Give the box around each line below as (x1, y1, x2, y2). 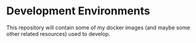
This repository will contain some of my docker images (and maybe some (6, 24, 191, 31)
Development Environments (6, 4, 150, 18)
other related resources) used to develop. (6, 30, 111, 37)
